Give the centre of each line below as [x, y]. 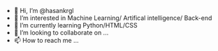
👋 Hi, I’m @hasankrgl [44, 11]
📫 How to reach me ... [46, 40]
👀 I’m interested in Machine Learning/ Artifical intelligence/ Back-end [113, 18]
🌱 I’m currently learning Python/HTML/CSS [75, 25]
